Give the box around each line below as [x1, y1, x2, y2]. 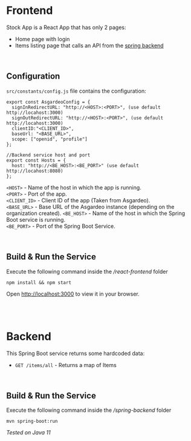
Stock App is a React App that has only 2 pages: [6, 24, 126, 31]
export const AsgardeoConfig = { [6, 99, 91, 105]
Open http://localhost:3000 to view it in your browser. [6, 290, 140, 297]
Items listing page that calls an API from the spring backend [15, 42, 164, 49]
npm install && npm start [6, 279, 71, 285]
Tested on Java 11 [6, 429, 51, 436]
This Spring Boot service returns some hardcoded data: [6, 350, 145, 357]
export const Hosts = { [6, 157, 66, 164]
